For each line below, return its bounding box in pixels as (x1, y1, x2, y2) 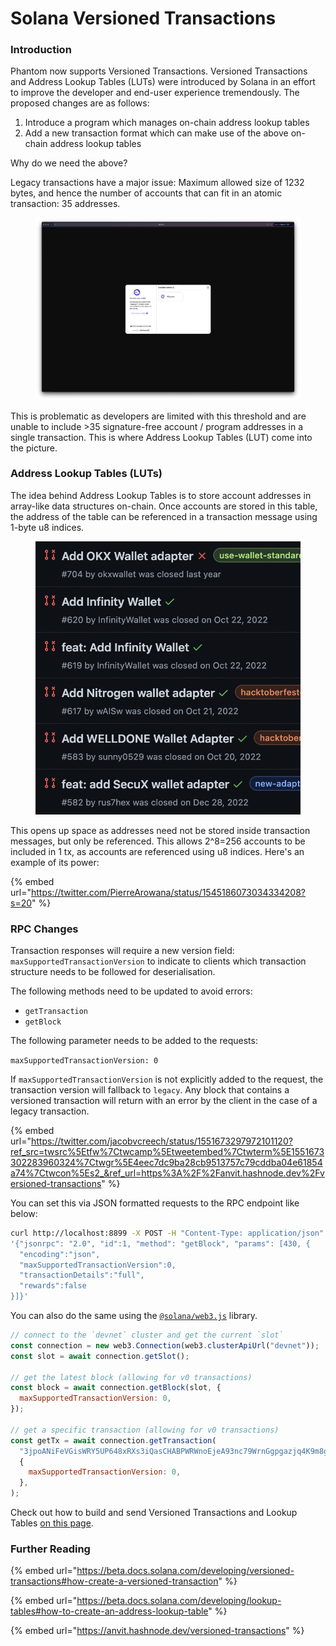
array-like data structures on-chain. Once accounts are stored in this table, (10, 500, 318, 512)
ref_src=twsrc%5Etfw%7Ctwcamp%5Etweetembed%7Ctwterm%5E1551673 (10, 1145, 325, 1157)
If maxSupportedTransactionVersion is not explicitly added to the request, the (10, 1073, 324, 1085)
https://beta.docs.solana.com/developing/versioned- (76, 1565, 295, 1577)
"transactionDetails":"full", (19, 1270, 145, 1281)
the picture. (10, 442, 58, 454)
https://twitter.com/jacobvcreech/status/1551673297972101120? (30, 1135, 293, 1147)
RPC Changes (10, 922, 79, 936)
